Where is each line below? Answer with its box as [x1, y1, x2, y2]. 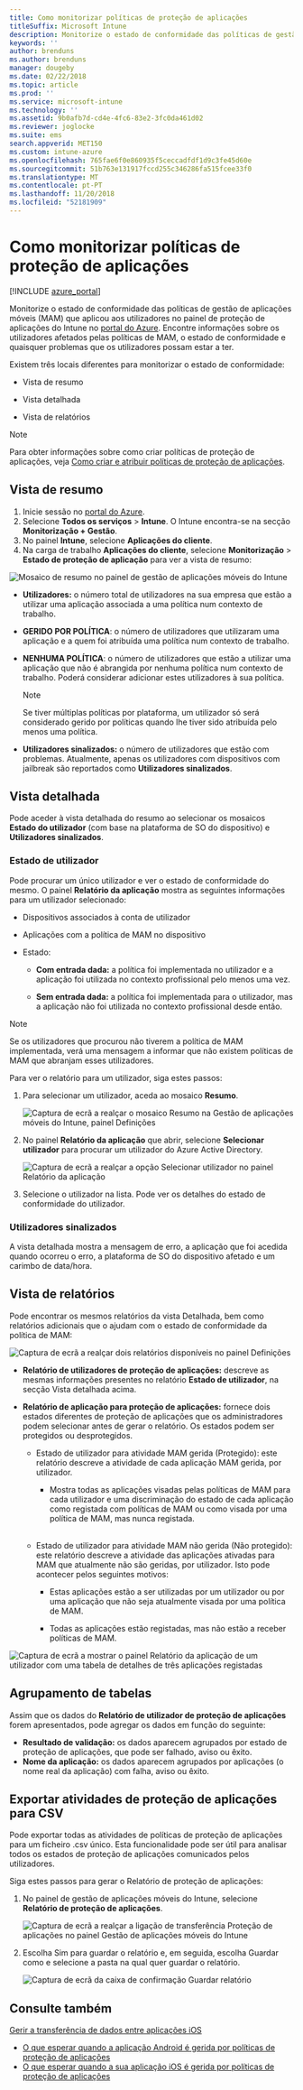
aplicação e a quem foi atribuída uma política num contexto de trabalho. [22, 635, 290, 646]
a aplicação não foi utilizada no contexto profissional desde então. [35, 1001, 282, 1012]
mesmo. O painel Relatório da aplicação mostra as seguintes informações [9, 884, 286, 895]
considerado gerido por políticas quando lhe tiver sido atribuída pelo [22, 717, 278, 727]
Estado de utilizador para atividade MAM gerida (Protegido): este [35, 1447, 278, 1458]
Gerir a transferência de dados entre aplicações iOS [9, 2025, 203, 2036]
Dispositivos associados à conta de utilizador [22, 911, 191, 922]
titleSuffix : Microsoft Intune [9, 22, 127, 31]
